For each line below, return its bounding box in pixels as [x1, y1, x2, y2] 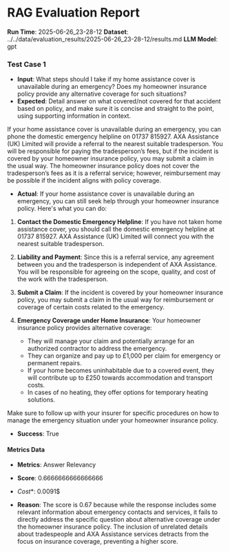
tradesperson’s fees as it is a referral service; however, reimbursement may [7, 169, 221, 177]
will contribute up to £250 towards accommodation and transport [27, 374, 213, 382]
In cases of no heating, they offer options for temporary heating [27, 388, 209, 397]
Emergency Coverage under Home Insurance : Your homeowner [17, 316, 201, 325]
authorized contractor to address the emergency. [27, 345, 167, 353]
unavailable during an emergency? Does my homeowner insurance [17, 83, 207, 91]
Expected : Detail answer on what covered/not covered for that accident [17, 97, 222, 105]
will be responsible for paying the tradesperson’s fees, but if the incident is [7, 147, 219, 156]
